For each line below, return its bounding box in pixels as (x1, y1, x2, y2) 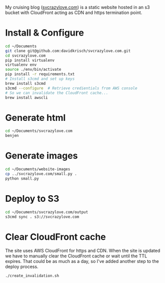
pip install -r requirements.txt (5, 72, 75, 77)
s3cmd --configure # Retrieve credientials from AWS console (5, 85, 137, 91)
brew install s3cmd (5, 81, 46, 86)
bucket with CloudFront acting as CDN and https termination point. (5, 10, 142, 16)
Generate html (5, 112, 66, 123)
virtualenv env (5, 62, 37, 67)
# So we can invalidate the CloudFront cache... (5, 90, 108, 95)
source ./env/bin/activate (5, 67, 61, 72)
